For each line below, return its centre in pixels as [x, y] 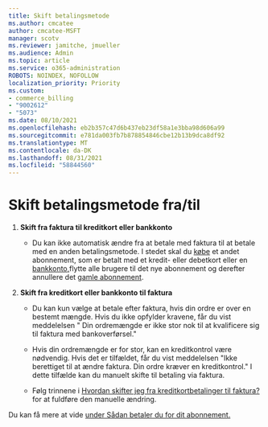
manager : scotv [34, 38]
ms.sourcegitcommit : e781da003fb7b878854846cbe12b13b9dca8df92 [117, 135]
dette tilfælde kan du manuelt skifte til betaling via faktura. [128, 376]
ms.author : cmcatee [41, 23]
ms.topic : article [39, 61]
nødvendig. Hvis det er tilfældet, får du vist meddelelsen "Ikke [134, 358]
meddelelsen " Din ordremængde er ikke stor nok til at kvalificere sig [146, 326]
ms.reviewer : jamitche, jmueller [64, 46]
